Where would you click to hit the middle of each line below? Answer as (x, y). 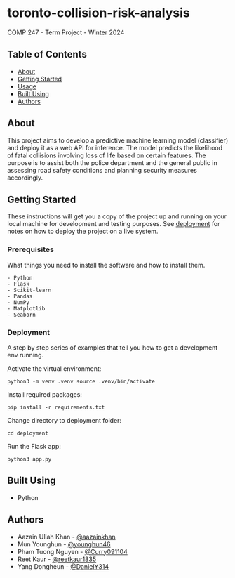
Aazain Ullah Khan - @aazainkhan (66, 537)
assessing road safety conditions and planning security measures (102, 170)
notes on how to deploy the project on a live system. (83, 231)
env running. (26, 355)
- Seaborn (22, 315)
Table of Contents (47, 54)
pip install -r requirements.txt (56, 407)
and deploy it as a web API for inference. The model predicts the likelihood (115, 147)
